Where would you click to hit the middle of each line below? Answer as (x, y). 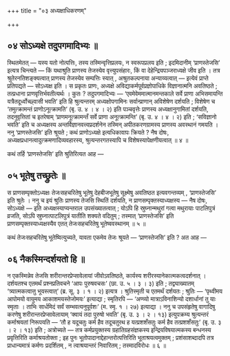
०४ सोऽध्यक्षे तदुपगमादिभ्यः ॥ (53, 46)
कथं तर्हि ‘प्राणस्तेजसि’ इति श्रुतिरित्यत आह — (55, 154)
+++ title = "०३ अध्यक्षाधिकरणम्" (47, 11)
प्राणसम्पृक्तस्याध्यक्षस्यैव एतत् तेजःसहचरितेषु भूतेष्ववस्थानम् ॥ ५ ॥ (76, 223)
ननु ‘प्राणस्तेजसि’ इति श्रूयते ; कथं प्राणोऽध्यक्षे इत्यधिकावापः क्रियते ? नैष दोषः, (88, 132)
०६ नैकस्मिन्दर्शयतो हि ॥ (46, 259)
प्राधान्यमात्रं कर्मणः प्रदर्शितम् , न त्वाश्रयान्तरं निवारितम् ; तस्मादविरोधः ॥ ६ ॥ (87, 346)
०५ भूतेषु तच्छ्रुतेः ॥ (36, 176)
